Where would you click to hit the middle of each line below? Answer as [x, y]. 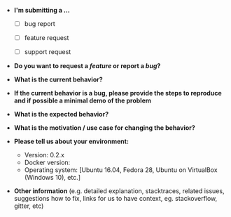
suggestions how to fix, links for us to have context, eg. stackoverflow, [115, 199]
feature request [47, 38]
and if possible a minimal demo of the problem [83, 100]
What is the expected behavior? [61, 114]
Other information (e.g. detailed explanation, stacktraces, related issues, [119, 191]
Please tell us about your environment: [71, 142]
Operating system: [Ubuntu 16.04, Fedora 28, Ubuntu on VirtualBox [121, 170]
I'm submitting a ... [42, 10]
